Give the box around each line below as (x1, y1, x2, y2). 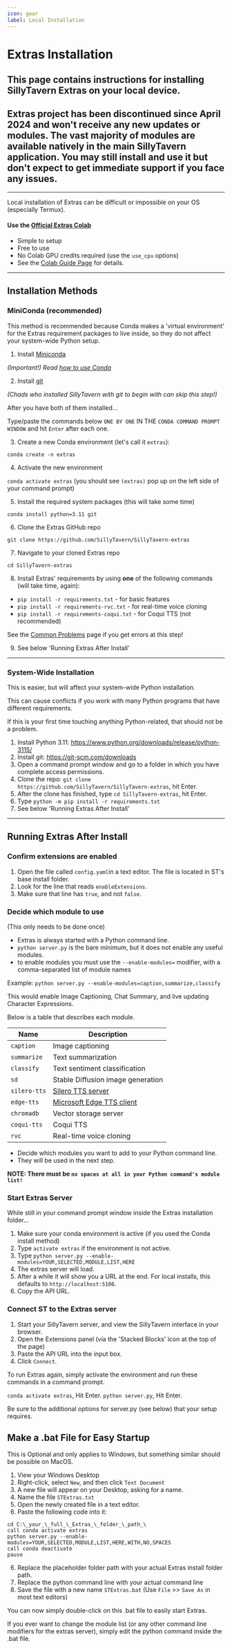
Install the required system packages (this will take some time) (17, 497, 195, 505)
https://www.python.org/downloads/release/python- (70, 738, 220, 746)
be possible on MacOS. (7, 1458, 74, 1466)
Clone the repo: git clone (17, 775, 91, 783)
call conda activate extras (7, 1528, 88, 1534)
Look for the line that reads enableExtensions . (17, 882, 147, 890)
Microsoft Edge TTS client (52, 1098, 137, 1107)
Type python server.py (17, 1251, 84, 1260)
